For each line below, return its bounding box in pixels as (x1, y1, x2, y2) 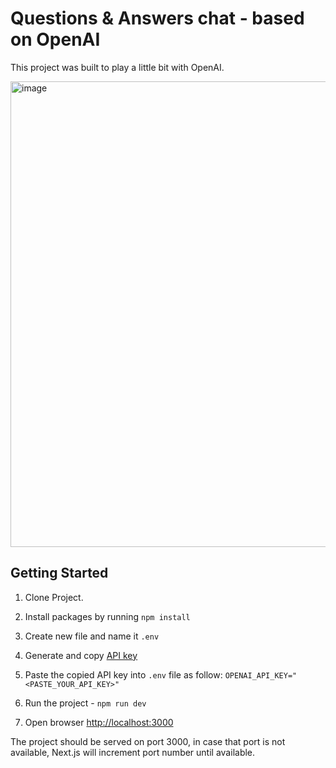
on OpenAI (10, 28, 101, 51)
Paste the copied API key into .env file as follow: (24, 668, 223, 681)
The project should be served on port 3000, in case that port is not (10, 735, 286, 747)
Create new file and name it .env (24, 630, 160, 642)
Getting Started (10, 565, 109, 582)
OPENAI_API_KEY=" (224, 670, 298, 681)
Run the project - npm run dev (24, 697, 147, 709)
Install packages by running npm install (24, 610, 191, 622)
